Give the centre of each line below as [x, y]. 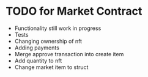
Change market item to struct [51, 67]
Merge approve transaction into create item [69, 54]
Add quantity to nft [38, 61]
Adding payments [37, 48]
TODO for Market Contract [74, 11]
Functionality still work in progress [58, 28]
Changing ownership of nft [48, 41]
